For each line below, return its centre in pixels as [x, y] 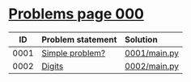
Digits [53, 66]
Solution [141, 39]
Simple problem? [74, 53]
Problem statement [79, 39]
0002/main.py [152, 66]
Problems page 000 [76, 14]
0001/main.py [152, 53]
